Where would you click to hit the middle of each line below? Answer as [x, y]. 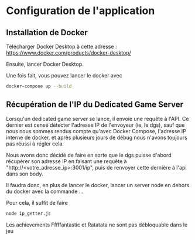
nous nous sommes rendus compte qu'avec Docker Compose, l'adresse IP [96, 131]
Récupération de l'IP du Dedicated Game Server [95, 105]
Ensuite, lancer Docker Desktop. [45, 64]
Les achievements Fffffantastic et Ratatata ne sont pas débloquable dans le [97, 225]
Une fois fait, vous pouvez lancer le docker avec [64, 75]
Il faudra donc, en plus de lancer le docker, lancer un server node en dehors [98, 185]
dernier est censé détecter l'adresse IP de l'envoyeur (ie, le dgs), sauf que [95, 125]
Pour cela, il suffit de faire [37, 202]
